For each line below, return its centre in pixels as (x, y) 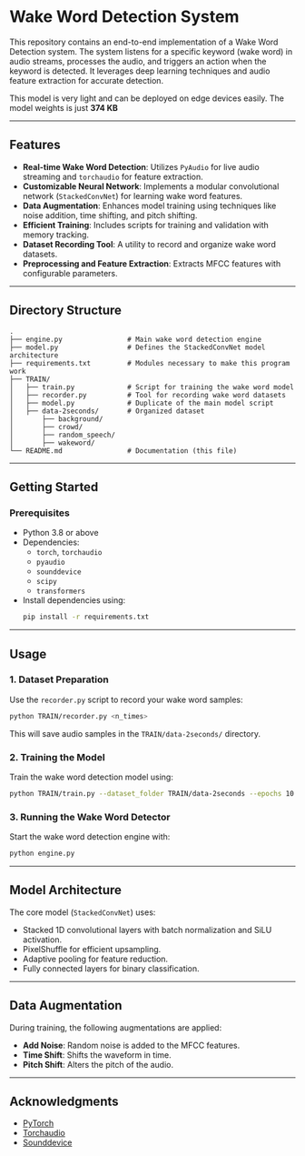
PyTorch (38, 1123)
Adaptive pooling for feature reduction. (95, 959)
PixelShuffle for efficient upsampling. (92, 949)
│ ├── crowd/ (46, 427)
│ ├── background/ (56, 419)
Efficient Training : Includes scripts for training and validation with (146, 225)
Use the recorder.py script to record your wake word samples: (126, 699)
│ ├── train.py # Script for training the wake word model (152, 387)
